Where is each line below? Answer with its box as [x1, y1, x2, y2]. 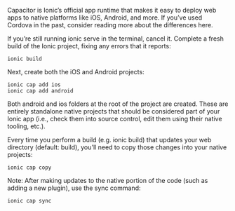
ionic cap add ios [7, 81, 61, 88]
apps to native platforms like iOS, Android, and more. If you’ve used [7, 13, 203, 22]
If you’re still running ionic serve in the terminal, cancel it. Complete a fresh [7, 34, 224, 43]
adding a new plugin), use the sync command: [7, 184, 141, 192]
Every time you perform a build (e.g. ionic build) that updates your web [7, 136, 212, 144]
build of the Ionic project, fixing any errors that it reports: [7, 42, 171, 50]
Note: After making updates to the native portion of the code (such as [7, 177, 208, 184]
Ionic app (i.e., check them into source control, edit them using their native [7, 115, 222, 123]
